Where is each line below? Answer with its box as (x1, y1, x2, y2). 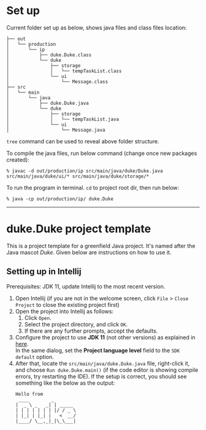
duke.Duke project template (6, 222, 151, 236)
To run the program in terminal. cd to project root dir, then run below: (6, 184, 180, 191)
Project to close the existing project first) (15, 301, 120, 308)
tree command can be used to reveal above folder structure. (6, 137, 159, 145)
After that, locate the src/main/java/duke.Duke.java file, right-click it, (15, 360, 190, 367)
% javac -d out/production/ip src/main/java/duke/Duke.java (6, 168, 164, 174)
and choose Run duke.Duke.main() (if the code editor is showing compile (15, 366, 199, 374)
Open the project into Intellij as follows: (15, 307, 114, 315)
